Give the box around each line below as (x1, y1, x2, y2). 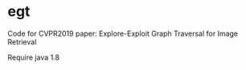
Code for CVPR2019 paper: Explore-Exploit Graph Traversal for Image (7, 29, 239, 38)
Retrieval (7, 37, 37, 46)
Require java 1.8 (7, 52, 60, 62)
